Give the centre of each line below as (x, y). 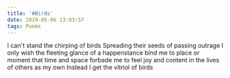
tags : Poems (24, 26)
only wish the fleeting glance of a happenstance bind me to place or (103, 53)
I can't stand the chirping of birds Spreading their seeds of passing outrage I (115, 46)
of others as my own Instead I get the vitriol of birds (80, 67)
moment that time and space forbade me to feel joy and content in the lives (113, 60)
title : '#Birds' (30, 13)
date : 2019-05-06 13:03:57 (46, 20)
